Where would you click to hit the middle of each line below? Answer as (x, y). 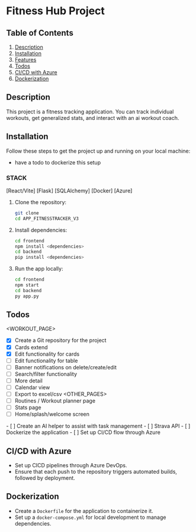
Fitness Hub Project (56, 11)
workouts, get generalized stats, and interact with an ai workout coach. (93, 118)
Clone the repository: (41, 202)
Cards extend (31, 347)
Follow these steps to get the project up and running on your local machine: (98, 151)
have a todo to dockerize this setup (58, 162)
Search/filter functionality (46, 374)
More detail (28, 381)
